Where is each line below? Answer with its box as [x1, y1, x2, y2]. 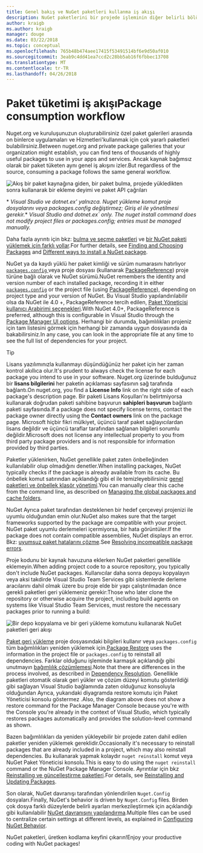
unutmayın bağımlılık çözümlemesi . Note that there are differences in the [6, 664, 185, 671]
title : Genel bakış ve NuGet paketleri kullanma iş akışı [6, 8, 155, 15]
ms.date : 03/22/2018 [6, 37, 59, 43]
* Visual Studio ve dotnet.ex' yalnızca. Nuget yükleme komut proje [6, 198, 172, 206]
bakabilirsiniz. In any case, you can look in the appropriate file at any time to [6, 331, 194, 338]
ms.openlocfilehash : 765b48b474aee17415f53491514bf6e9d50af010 [6, 48, 169, 54]
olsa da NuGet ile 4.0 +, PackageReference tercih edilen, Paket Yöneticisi [6, 299, 188, 306]
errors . [6, 545, 23, 552]
